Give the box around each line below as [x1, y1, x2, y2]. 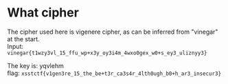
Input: [7, 42, 24, 50]
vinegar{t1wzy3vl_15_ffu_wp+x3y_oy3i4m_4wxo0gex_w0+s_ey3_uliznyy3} [7, 50, 207, 56]
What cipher [7, 5, 79, 21]
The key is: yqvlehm [7, 61, 64, 70]
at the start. [7, 34, 40, 43]
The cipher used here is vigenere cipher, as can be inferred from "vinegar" [7, 28, 218, 36]
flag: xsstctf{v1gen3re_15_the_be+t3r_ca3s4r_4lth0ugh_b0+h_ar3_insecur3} [7, 69, 222, 77]
